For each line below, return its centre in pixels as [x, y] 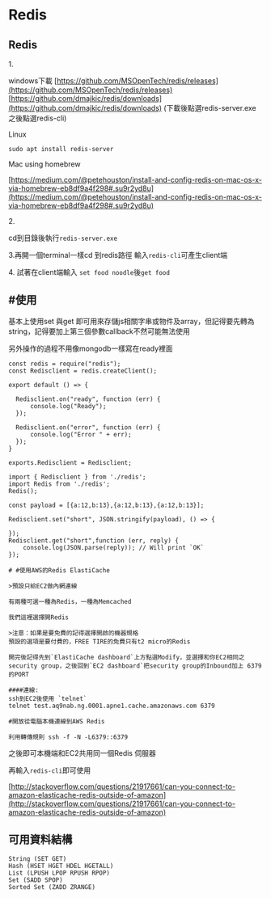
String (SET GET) [38, 858]
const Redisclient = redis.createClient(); [83, 371]
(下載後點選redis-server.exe [210, 108]
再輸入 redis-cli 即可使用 [50, 770]
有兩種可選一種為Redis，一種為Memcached [70, 601]
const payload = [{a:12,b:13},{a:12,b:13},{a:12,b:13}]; [106, 505]
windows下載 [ [33, 81]
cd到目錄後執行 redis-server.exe [63, 238]
